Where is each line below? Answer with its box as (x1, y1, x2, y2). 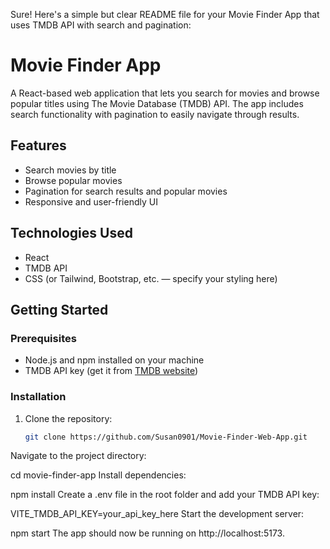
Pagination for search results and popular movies (24, 185, 228, 197)
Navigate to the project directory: (10, 450, 147, 462)
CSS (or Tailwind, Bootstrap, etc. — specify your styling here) (24, 272, 278, 284)
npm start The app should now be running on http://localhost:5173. (10, 527, 285, 539)
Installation (10, 390, 67, 404)
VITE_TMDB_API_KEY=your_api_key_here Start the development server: (10, 508, 305, 520)
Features (10, 137, 67, 154)
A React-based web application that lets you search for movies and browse (10, 87, 320, 99)
